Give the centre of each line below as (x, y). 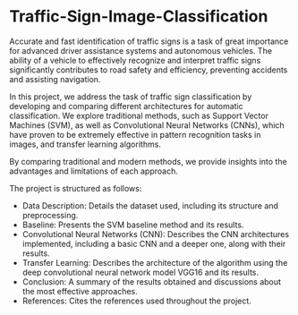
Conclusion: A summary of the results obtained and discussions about (152, 281)
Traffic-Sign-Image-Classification (139, 17)
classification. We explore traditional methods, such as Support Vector (139, 115)
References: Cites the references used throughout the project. (137, 301)
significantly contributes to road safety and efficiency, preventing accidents (149, 70)
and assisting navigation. (55, 79)
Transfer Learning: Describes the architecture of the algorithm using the (155, 262)
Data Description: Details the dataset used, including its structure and (150, 205)
